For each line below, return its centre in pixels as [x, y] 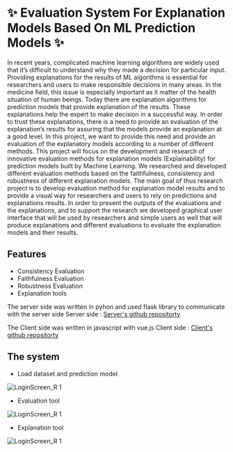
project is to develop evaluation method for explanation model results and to [116, 188]
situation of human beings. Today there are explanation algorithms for [107, 99]
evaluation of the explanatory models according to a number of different [111, 143]
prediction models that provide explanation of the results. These [99, 106]
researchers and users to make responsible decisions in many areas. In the [114, 84]
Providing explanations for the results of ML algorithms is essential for [107, 77]
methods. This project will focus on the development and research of [106, 151]
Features [27, 254]
